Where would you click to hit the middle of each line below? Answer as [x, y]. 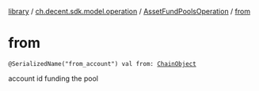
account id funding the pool [53, 78]
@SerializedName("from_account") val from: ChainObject [102, 64]
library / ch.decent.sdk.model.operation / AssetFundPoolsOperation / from [129, 11]
